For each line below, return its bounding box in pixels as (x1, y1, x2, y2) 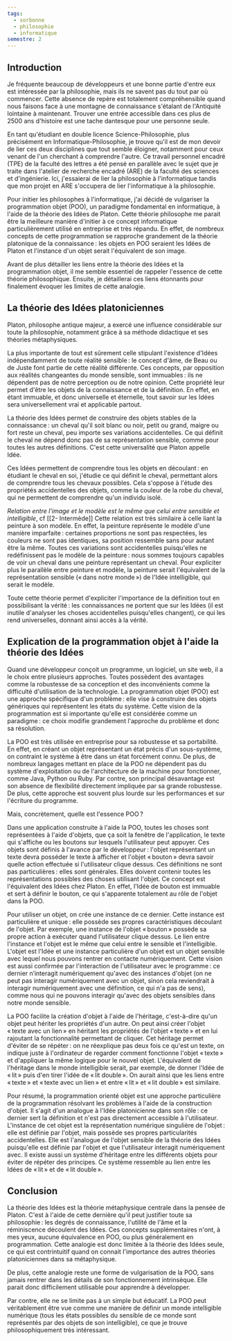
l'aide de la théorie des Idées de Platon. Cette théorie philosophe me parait (7, 209, 221, 218)
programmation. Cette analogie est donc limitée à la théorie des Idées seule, (7, 1241, 225, 1249)
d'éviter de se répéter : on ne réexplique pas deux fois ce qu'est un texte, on (7, 1041, 225, 1049)
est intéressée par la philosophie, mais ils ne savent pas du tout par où (7, 87, 208, 96)
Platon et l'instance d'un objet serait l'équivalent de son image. (7, 247, 187, 255)
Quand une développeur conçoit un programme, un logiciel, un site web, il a (7, 665, 224, 673)
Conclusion (7, 1185, 58, 1197)
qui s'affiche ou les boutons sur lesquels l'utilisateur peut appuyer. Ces (7, 837, 210, 846)
